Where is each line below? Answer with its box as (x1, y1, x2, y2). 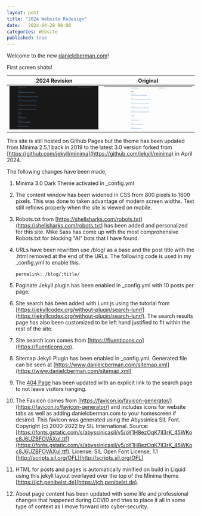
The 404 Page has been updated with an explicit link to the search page (15, 379, 193, 386)
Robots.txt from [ (15, 215, 57, 223)
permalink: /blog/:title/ (15, 271, 80, 277)
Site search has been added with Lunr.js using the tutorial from (15, 299, 170, 306)
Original (138, 77, 159, 84)
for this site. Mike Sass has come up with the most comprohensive (15, 228, 179, 235)
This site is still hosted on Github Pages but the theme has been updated (7, 137, 185, 144)
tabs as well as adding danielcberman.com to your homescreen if (15, 409, 177, 417)
